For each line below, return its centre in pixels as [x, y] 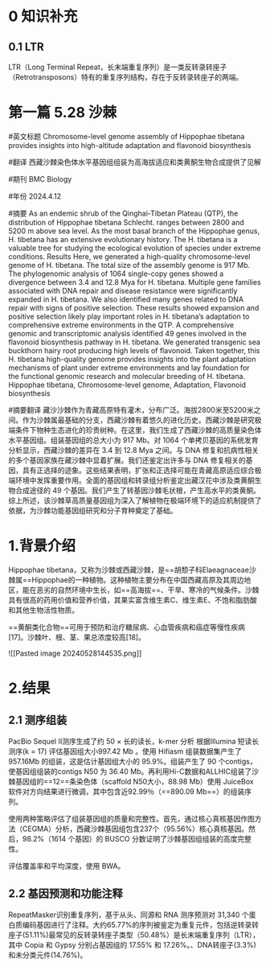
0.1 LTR [26, 46]
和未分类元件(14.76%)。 [48, 955]
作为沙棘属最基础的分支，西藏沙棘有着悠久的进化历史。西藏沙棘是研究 [138, 420]
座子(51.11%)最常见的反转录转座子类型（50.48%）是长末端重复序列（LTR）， [134, 935]
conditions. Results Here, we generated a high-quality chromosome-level [129, 256]
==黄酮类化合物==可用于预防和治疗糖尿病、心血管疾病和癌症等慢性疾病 [127, 627]
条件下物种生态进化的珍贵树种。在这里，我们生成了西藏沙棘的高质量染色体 [138, 430]
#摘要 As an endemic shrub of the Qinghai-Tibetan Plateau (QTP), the [123, 213]
